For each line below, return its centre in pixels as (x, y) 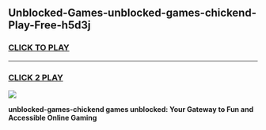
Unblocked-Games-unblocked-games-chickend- (133, 13)
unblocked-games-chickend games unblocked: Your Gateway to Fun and (131, 109)
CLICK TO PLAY (39, 48)
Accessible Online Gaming (53, 117)
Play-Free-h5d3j (49, 26)
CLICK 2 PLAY (36, 77)
